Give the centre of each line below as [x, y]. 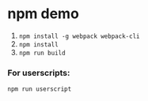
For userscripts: [39, 73]
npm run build [42, 53]
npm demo [44, 14]
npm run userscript [40, 89]
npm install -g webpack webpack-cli [79, 36]
